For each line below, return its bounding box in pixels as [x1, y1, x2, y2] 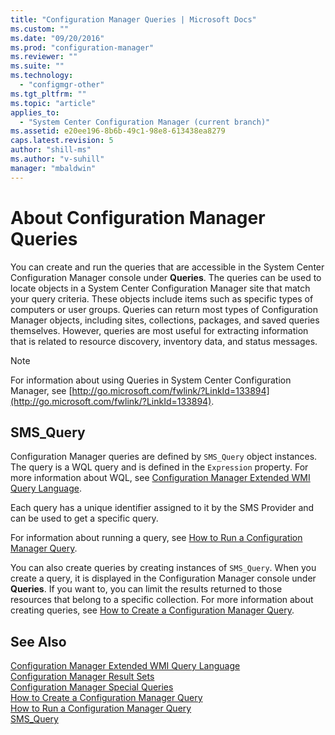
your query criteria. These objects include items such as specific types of [10, 292, 314, 305]
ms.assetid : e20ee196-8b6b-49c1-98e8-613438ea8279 [10, 126, 226, 136]
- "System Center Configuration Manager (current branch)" [19, 117, 271, 127]
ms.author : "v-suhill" [10, 154, 105, 164]
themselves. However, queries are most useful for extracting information [10, 324, 309, 336]
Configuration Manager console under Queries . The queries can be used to [10, 271, 322, 283]
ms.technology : [10, 71, 74, 81]
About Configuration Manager [10, 206, 266, 229]
